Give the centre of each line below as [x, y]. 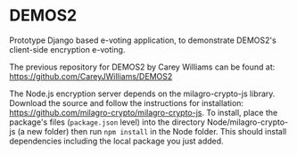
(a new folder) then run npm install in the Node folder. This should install [152, 131]
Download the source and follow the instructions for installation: [126, 102]
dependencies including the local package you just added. [117, 141]
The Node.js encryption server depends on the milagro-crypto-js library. [142, 94]
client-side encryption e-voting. [67, 49]
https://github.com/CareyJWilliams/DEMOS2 [91, 76]
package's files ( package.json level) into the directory [107, 122]
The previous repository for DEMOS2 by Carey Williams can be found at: [142, 67]
